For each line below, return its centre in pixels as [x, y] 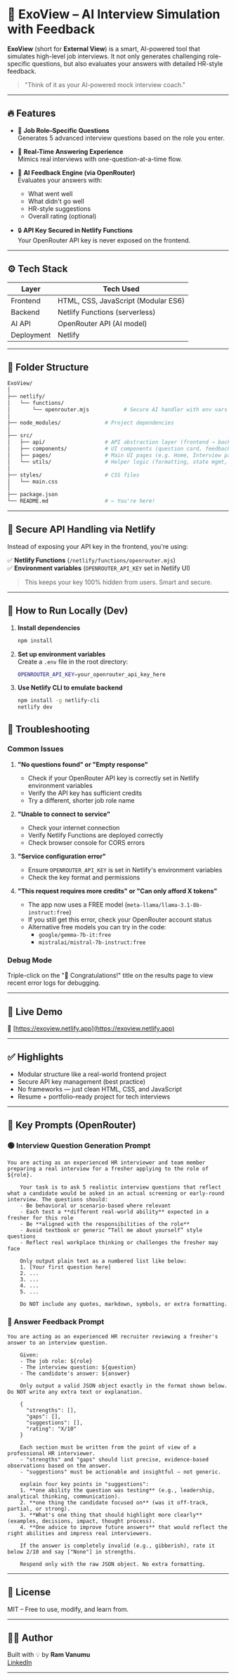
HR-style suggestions [59, 208]
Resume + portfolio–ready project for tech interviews [94, 1097]
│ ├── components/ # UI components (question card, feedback [119, 449]
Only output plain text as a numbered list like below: [104, 1261]
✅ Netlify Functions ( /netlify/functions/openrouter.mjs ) [91, 560]
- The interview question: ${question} [78, 1367]
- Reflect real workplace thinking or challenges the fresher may [119, 1243]
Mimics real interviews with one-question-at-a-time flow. [100, 159]
